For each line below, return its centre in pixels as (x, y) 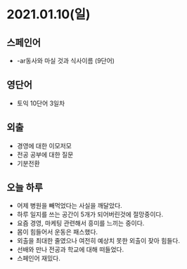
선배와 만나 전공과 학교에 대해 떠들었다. (70, 249)
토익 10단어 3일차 (41, 103)
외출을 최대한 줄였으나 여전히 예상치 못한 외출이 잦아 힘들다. (98, 241)
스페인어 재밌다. (38, 258)
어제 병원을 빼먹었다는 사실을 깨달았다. (69, 206)
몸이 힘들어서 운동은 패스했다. (57, 232)
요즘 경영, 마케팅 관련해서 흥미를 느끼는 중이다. (80, 223)
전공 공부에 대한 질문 (45, 155)
